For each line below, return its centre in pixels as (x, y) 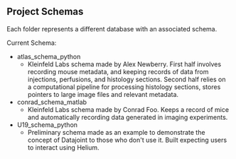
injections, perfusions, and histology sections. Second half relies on (127, 79)
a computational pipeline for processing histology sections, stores (124, 87)
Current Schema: (32, 43)
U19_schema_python (47, 125)
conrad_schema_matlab (52, 102)
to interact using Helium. (64, 147)
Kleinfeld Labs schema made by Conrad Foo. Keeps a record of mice (128, 109)
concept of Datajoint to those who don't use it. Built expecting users (127, 140)
